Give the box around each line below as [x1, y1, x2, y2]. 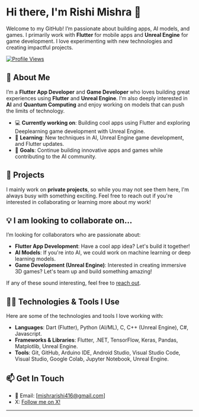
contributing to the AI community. [14, 152, 97, 160]
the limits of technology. [6, 107, 65, 114]
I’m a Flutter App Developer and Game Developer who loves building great [6, 88, 190, 96]
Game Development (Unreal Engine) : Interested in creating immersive [14, 262, 187, 269]
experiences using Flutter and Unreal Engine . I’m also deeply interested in [6, 94, 188, 101]
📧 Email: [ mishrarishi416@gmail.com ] [14, 392, 105, 399]
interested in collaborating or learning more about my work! [6, 198, 151, 205]
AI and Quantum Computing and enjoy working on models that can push [6, 101, 185, 108]
